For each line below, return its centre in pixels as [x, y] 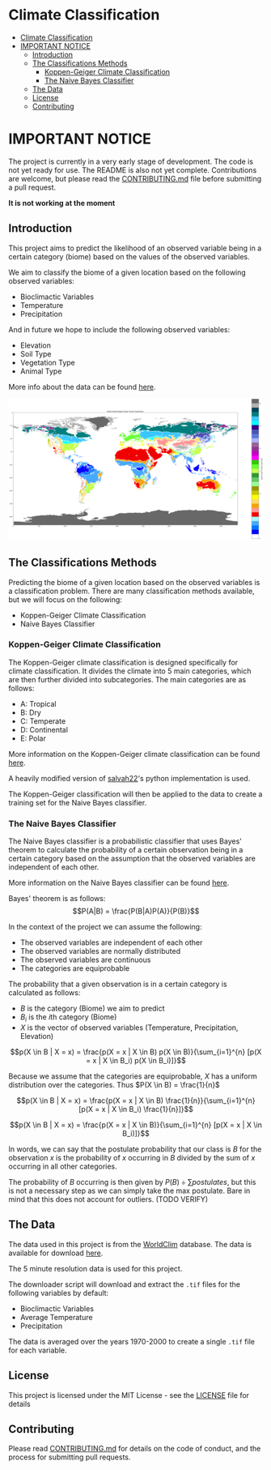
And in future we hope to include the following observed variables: [119, 329]
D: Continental [44, 729]
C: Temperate [43, 721]
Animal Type [41, 371]
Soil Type [36, 353]
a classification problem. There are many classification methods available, [131, 591]
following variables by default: [59, 1293]
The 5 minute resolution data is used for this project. [95, 1268]
